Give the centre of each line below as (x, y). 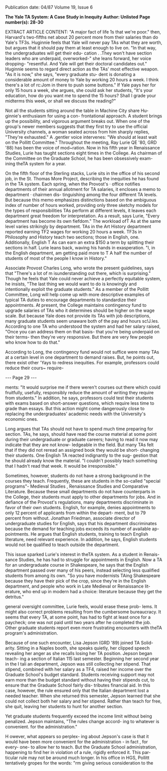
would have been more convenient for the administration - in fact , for (77, 742)
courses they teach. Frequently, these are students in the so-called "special (83, 481)
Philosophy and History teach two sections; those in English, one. (72, 237)
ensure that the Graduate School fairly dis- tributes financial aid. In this (78, 685)
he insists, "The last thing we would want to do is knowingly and (71, 284)
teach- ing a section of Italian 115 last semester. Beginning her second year (82, 659)
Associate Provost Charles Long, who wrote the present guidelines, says (80, 268)
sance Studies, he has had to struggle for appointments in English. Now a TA (84, 560)
